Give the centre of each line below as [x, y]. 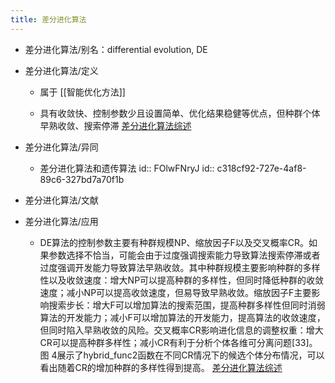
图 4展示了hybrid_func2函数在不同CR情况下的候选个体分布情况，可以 [182, 355]
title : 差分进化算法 [48, 19]
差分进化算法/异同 [61, 147]
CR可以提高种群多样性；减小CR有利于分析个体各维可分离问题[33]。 [178, 342]
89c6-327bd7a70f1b [82, 179]
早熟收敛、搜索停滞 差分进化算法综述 [115, 125]
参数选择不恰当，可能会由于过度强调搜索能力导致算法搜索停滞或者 [184, 255]
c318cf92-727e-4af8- [261, 168]
